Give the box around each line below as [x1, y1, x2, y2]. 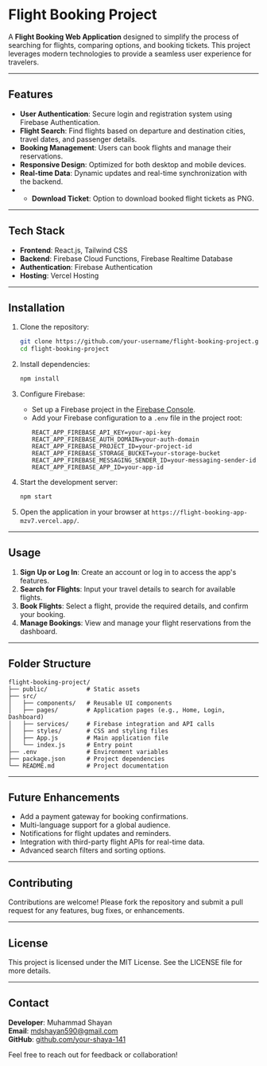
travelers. [8, 57, 40, 67]
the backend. [19, 177, 64, 186]
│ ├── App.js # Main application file [8, 734, 169, 742]
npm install [19, 375, 60, 383]
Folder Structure [8, 657, 91, 670]
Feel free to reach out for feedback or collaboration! [8, 1049, 178, 1060]
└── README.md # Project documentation [8, 762, 169, 770]
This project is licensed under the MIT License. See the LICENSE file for [8, 957, 243, 966]
